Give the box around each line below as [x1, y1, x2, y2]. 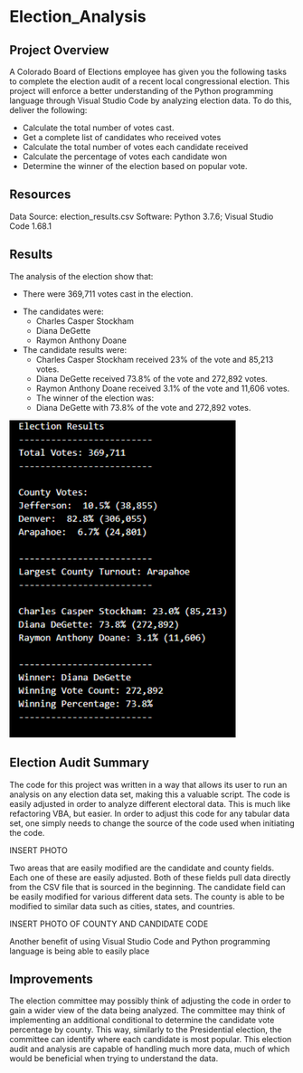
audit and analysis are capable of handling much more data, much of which [9, 1043, 290, 1055]
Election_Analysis [9, 6, 147, 27]
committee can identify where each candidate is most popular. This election [9, 1034, 292, 1045]
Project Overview [9, 43, 109, 58]
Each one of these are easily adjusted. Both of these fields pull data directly [9, 871, 291, 883]
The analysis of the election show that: [9, 271, 154, 281]
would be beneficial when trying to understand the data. [9, 1053, 219, 1064]
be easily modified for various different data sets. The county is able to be [9, 891, 285, 902]
